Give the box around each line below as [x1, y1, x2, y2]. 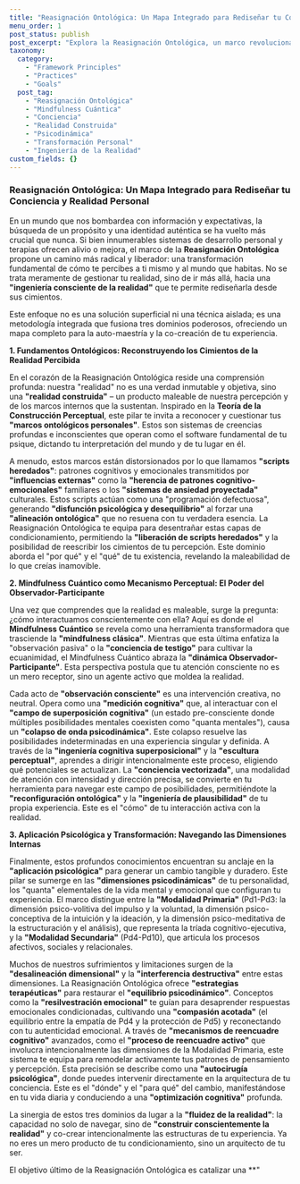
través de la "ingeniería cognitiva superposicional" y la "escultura [9, 745, 260, 756]
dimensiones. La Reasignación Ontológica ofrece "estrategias [9, 977, 239, 988]
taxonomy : [9, 47, 46, 55]
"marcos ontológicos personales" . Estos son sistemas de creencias [9, 419, 262, 430]
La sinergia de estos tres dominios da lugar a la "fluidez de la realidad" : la [9, 1109, 283, 1120]
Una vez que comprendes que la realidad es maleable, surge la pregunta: [9, 605, 279, 615]
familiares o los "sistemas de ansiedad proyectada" [63, 484, 259, 495]
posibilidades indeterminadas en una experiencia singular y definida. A [9, 735, 270, 747]
